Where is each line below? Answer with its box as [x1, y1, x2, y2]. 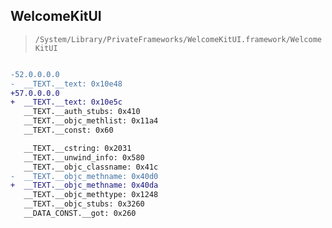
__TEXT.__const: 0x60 [23, 125, 114, 136]
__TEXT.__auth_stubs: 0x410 [23, 107, 141, 117]
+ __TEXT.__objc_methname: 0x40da [10, 180, 159, 191]
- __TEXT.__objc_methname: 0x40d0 [10, 171, 159, 181]
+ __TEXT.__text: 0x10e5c [10, 97, 123, 108]
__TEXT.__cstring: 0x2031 [23, 143, 132, 153]
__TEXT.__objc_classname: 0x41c [23, 162, 159, 172]
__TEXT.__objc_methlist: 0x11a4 [23, 116, 159, 126]
